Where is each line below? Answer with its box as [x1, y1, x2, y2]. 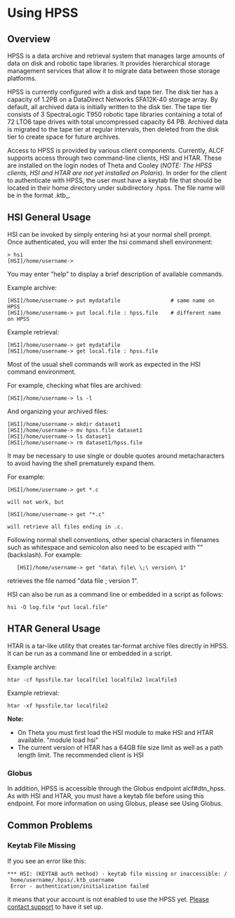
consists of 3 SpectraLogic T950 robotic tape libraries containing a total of [7, 111, 223, 118]
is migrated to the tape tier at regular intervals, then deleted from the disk [7, 125, 219, 133]
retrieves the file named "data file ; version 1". [7, 576, 139, 585]
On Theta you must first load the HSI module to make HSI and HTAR [17, 728, 214, 736]
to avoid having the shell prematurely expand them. [7, 459, 156, 467]
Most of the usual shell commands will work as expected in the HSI [7, 360, 201, 368]
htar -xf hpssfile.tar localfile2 [7, 702, 109, 709]
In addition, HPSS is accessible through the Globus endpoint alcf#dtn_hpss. [7, 784, 226, 793]
